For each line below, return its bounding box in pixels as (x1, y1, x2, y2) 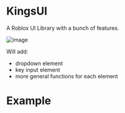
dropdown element (15, 60, 63, 67)
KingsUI (6, 4, 48, 18)
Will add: (6, 47, 29, 55)
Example (6, 94, 51, 108)
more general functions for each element (15, 72, 118, 80)
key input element (15, 66, 60, 74)
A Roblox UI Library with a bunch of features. (6, 24, 120, 32)
